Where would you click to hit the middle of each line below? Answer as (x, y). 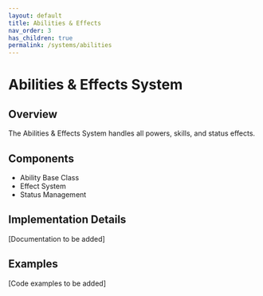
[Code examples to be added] (57, 283)
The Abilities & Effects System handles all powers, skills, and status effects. (132, 133)
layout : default (35, 16)
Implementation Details (67, 220)
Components (41, 158)
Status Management (53, 194)
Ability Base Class (49, 177)
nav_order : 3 (30, 30)
